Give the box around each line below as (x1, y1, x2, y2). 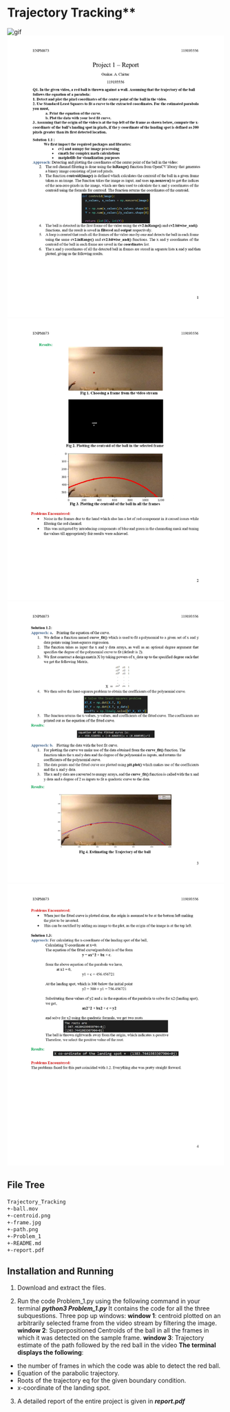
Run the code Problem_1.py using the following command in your (17, 1297, 201, 1306)
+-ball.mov (7, 1205, 39, 1212)
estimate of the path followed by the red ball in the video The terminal (17, 1341, 216, 1349)
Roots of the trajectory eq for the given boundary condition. (17, 1376, 187, 1385)
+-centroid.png (7, 1212, 51, 1219)
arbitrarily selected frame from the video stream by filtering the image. (17, 1319, 217, 1327)
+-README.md (7, 1239, 41, 1247)
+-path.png (7, 1226, 39, 1233)
